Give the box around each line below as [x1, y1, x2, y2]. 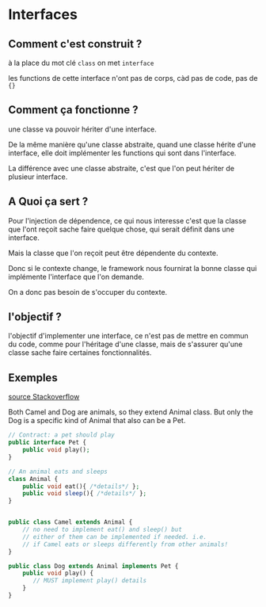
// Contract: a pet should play [8, 431, 115, 439]
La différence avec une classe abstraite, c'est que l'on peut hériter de [8, 163, 235, 173]
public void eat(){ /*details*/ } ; [22, 482, 140, 491]
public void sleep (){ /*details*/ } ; [22, 490, 147, 498]
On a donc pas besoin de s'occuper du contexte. [8, 287, 168, 296]
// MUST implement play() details [32, 577, 147, 585]
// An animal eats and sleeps [8, 468, 108, 475]
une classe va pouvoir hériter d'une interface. [8, 124, 157, 134]
